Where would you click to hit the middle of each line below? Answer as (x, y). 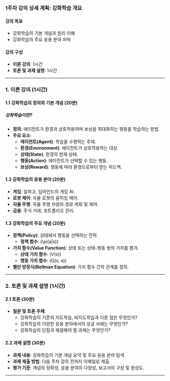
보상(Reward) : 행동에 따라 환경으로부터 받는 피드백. (71, 167)
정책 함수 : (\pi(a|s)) (39, 242)
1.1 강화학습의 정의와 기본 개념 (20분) (41, 103)
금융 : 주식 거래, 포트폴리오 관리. (44, 210)
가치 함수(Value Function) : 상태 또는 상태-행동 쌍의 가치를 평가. (76, 248)
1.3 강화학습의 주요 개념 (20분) (35, 223)
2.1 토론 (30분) (20, 299)
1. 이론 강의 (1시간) (27, 90)
